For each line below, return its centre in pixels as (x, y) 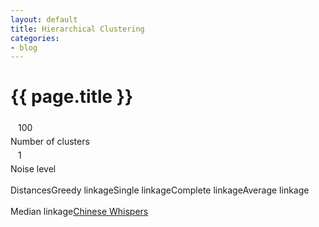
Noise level (33, 169)
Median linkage (42, 212)
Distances (31, 190)
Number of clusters (50, 142)
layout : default (44, 19)
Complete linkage (206, 190)
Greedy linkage (82, 190)
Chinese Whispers (111, 212)
